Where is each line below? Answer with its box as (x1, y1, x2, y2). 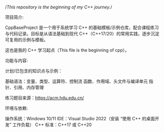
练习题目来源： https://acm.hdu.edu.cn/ (5, 95, 84, 101)
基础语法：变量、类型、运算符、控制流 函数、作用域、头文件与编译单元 (5, 78, 148, 84)
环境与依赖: (5, 105, 28, 111)
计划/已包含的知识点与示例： (5, 68, 63, 74)
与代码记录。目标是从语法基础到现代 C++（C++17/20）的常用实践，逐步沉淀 (5, 31, 160, 36)
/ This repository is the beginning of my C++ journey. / (5, 4, 113, 10)
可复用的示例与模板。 (5, 37, 48, 43)
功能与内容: (5, 58, 28, 63)
